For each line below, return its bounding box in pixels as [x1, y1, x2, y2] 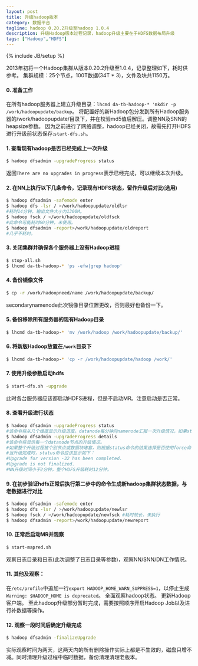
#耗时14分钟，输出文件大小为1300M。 [6, 209, 84, 215]
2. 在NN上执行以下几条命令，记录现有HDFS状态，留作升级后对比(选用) [6, 184, 178, 191]
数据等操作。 [16, 606, 48, 613]
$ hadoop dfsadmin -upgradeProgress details [6, 434, 117, 439]
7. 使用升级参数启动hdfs [6, 370, 64, 377]
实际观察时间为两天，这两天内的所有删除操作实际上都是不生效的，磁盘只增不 [6, 647, 192, 654]
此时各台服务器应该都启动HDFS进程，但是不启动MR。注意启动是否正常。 [6, 395, 183, 402]
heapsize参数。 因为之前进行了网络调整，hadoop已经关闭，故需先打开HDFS [6, 123, 192, 130]
